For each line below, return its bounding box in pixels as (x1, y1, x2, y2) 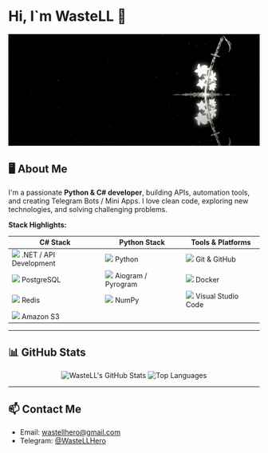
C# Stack (39, 238, 71, 247)
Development (11, 258, 56, 268)
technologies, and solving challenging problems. (8, 204, 167, 214)
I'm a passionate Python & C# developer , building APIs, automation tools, (8, 187, 250, 197)
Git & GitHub (195, 254, 237, 264)
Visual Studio (195, 291, 239, 301)
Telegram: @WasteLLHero (19, 436, 106, 446)
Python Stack (119, 238, 165, 247)
